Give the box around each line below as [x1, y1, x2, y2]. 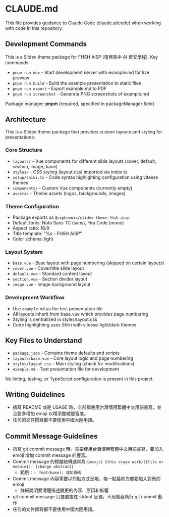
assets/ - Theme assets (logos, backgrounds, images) [12, 190, 126, 196]
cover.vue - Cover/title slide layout [12, 265, 84, 271]
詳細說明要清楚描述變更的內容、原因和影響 [20, 487, 109, 493]
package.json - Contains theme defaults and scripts [12, 350, 120, 356]
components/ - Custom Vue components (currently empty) [12, 185, 133, 191]
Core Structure [5, 147, 43, 154]
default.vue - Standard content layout [12, 271, 92, 277]
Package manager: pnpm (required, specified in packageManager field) [5, 101, 155, 107]
